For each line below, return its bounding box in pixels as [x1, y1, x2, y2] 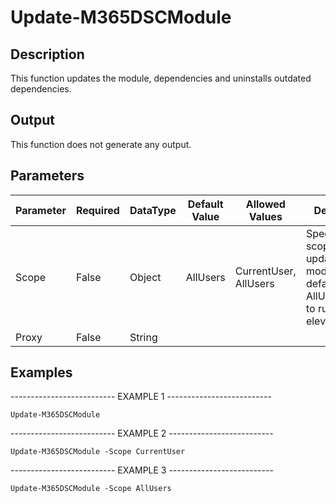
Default [187, 197, 224, 211]
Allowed [245, 197, 286, 211]
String [129, 330, 158, 344]
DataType [129, 203, 177, 217]
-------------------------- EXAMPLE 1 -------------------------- [10, 391, 272, 403]
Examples [10, 364, 73, 381]
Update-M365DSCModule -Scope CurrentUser [10, 447, 186, 457]
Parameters [10, 167, 85, 185]
